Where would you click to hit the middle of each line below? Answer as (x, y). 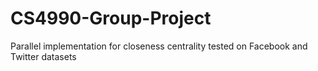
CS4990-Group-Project (111, 18)
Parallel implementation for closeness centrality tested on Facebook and (159, 46)
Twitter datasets (43, 56)
